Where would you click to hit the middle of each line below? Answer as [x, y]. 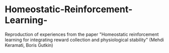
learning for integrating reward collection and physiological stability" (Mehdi [84, 40]
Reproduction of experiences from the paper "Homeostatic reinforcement [82, 34]
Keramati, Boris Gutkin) [29, 45]
